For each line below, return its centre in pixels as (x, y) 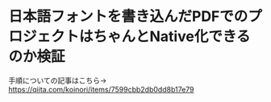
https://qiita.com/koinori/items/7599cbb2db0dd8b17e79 (102, 89)
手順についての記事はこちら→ (58, 80)
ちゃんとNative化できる (172, 37)
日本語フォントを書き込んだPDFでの (128, 16)
